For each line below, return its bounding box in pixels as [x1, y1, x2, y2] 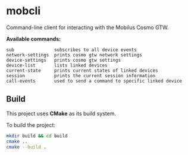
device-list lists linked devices [6, 62, 108, 68]
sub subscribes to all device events [6, 46, 137, 53]
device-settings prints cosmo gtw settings [6, 57, 121, 63]
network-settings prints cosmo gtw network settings [6, 52, 143, 58]
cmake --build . [6, 144, 46, 150]
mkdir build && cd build [6, 132, 68, 139]
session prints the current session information [6, 72, 156, 78]
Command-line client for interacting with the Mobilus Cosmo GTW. [6, 24, 169, 31]
